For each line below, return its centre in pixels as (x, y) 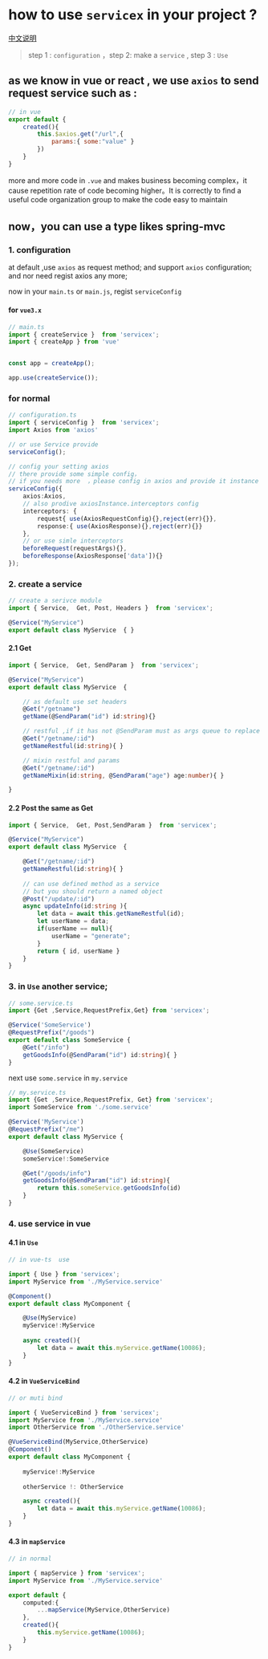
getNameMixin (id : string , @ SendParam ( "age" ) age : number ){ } (124, 775)
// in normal (30, 1559)
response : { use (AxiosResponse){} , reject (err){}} (120, 526)
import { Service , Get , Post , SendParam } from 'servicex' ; (113, 825)
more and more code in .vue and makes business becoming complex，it (128, 180)
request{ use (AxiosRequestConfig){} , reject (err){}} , (127, 518)
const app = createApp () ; (51, 364)
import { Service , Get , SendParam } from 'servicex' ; (104, 665)
